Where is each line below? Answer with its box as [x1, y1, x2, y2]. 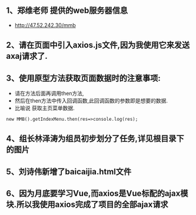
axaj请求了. [6, 51, 48, 61]
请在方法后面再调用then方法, [14, 90, 84, 97]
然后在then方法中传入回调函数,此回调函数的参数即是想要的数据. [14, 97, 168, 104]
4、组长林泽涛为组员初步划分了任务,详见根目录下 [6, 134, 184, 144]
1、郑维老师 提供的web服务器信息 [6, 5, 128, 16]
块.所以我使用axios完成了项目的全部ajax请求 [6, 200, 168, 210]
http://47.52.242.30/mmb [14, 21, 77, 28]
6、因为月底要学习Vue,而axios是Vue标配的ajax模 [6, 188, 188, 199]
